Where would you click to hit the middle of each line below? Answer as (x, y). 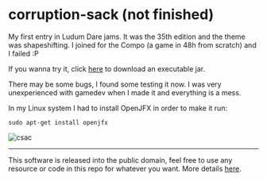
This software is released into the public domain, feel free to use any (120, 160)
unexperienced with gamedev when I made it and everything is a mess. (125, 92)
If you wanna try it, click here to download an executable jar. (106, 68)
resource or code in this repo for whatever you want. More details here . (125, 168)
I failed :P (23, 53)
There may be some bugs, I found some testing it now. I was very (115, 84)
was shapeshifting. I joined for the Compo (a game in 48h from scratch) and (132, 44)
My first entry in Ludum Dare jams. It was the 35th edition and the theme (127, 37)
